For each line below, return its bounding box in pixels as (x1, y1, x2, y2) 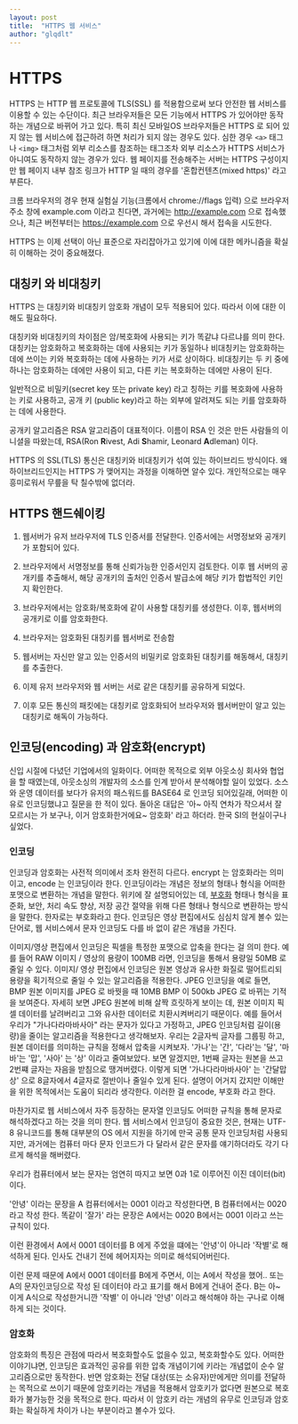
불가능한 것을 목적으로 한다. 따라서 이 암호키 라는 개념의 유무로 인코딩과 (25, 1394, 273, 1404)
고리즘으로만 (9, 1371, 53, 1382)
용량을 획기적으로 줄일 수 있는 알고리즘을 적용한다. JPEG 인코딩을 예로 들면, (9, 975, 271, 986)
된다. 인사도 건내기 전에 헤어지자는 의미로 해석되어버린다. (32, 1251, 230, 1262)
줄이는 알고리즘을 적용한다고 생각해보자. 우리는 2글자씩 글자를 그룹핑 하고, (28, 1031, 286, 1041)
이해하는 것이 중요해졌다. (18, 247, 105, 258)
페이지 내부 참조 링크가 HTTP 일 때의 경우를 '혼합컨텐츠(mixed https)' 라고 (28, 166, 287, 176)
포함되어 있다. (31, 542, 80, 553)
